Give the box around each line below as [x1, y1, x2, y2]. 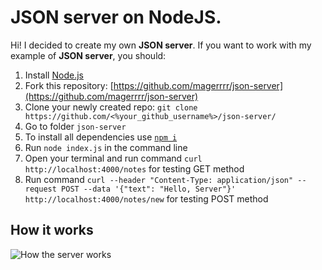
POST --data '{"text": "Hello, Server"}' [61, 184, 237, 194]
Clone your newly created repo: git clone [24, 101, 198, 113]
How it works [10, 222, 94, 239]
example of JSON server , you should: [10, 49, 167, 61]
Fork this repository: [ [24, 79, 114, 91]
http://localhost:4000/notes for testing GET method [24, 162, 245, 175]
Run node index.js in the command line [24, 141, 188, 153]
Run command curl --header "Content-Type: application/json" [24, 173, 294, 185]
